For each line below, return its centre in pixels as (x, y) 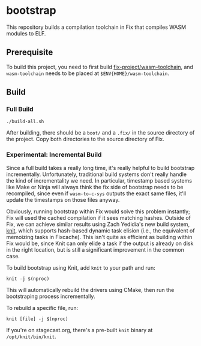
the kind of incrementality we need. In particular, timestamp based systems (99, 180)
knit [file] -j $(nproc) (37, 319)
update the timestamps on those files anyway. (63, 199)
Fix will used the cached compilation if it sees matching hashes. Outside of (98, 217)
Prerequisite (30, 53)
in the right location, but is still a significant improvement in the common (95, 249)
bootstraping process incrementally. (51, 296)
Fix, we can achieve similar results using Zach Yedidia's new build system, (98, 224)
